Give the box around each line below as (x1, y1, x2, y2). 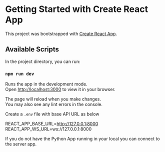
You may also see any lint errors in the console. (5, 101, 102, 107)
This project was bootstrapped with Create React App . (5, 30, 117, 36)
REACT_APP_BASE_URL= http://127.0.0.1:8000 (5, 121, 98, 127)
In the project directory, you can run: (5, 58, 80, 64)
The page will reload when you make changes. (5, 96, 101, 102)
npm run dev (5, 71, 34, 76)
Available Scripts (5, 45, 59, 53)
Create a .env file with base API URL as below (5, 111, 99, 117)
